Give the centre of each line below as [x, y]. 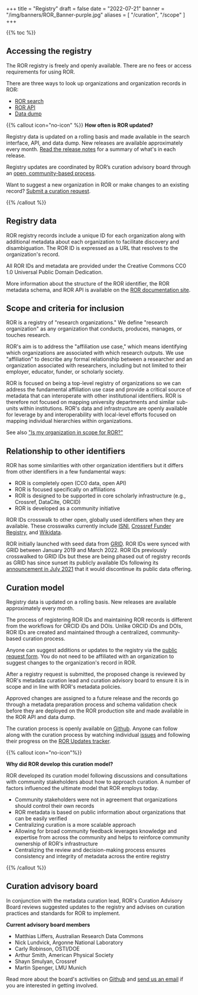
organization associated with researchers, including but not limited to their [97, 365]
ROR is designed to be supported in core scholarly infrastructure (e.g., [100, 496]
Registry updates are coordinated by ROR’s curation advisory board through [98, 167]
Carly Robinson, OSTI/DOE [47, 949]
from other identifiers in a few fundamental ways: [66, 472]
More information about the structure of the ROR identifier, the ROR [88, 283]
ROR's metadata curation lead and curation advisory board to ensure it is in [98, 681]
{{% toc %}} [21, 33]
